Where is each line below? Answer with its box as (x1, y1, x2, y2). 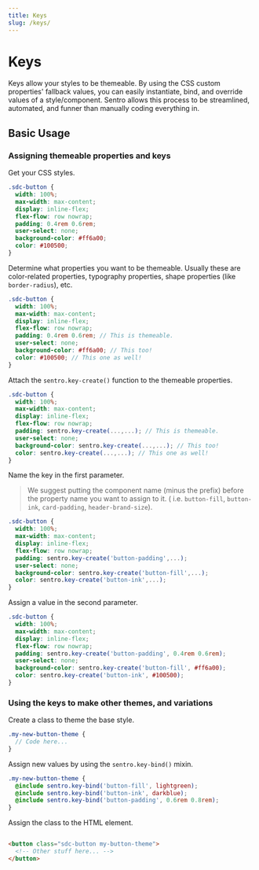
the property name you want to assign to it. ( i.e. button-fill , (27, 494, 226, 503)
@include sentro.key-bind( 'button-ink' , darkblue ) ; (15, 789, 188, 797)
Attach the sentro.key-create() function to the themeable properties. (8, 375, 233, 385)
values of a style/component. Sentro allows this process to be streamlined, (8, 95, 250, 105)
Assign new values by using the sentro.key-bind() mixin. (8, 759, 194, 769)
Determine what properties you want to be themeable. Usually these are (8, 263, 241, 272)
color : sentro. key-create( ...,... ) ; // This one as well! (15, 449, 210, 457)
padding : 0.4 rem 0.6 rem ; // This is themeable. (15, 332, 174, 340)
